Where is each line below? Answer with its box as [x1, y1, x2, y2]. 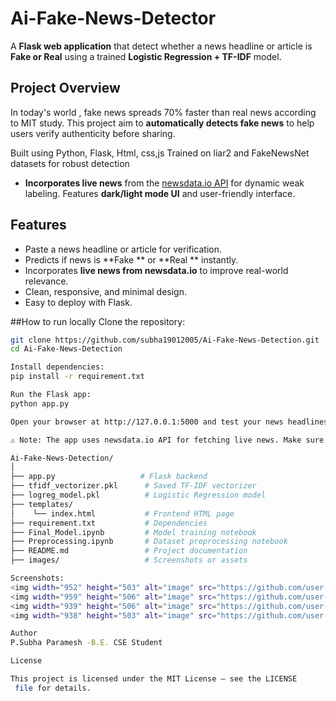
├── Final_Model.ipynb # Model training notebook [10, 527, 257, 537]
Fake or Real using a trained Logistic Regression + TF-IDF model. [10, 50, 282, 62]
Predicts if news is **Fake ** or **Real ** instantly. [24, 253, 239, 266]
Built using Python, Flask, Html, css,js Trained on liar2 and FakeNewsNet [10, 147, 310, 159]
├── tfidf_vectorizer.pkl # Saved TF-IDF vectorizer [10, 481, 257, 491]
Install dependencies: [10, 362, 105, 372]
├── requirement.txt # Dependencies [10, 518, 208, 528]
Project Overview [10, 80, 121, 97]
